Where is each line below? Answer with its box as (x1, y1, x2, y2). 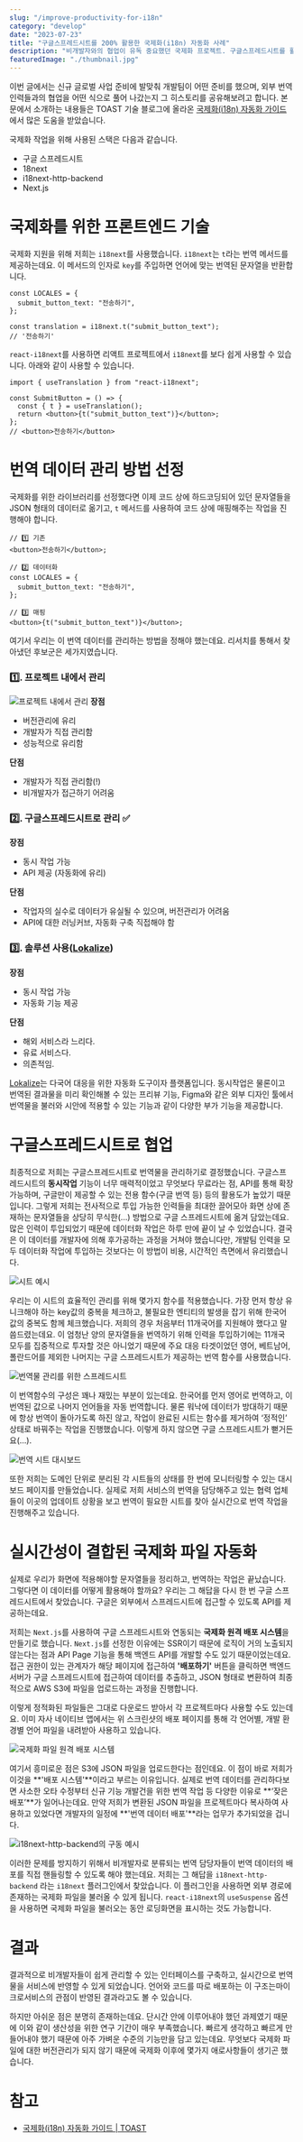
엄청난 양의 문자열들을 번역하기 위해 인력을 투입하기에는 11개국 (67, 1328, 286, 1339)
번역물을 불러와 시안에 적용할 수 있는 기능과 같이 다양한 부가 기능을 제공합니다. (9, 1099, 284, 1110)
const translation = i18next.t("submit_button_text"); (9, 322, 220, 331)
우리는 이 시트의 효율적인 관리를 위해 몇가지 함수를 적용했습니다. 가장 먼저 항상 (9, 1295, 284, 1306)
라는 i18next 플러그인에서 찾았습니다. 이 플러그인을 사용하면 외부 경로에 (40, 1880, 292, 1890)
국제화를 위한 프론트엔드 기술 (9, 217, 210, 237)
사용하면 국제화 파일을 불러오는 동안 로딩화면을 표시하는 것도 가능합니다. (18, 1902, 272, 1913)
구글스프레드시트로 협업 (9, 1135, 173, 1155)
